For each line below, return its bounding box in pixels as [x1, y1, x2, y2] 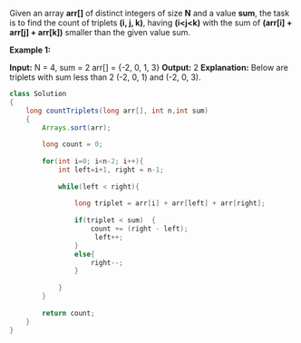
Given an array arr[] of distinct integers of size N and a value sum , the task [9, 8, 290, 18]
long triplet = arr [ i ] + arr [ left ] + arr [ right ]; [73, 199, 266, 208]
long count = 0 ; [42, 140, 103, 149]
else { [73, 250, 95, 259]
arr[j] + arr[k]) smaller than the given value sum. [9, 27, 190, 37]
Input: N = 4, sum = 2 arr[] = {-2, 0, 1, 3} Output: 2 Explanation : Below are [9, 63, 288, 73]
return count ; [42, 309, 95, 318]
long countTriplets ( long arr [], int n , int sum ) [25, 106, 209, 115]
